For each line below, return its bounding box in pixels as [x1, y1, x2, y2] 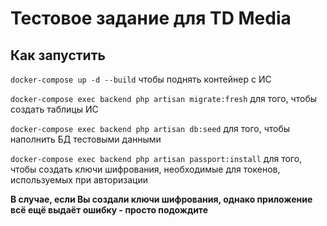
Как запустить [10, 47, 106, 64]
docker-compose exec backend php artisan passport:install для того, [10, 153, 303, 164]
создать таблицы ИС [10, 103, 99, 115]
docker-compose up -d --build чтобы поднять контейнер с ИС [10, 73, 272, 85]
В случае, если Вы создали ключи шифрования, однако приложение [10, 193, 313, 205]
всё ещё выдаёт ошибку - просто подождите [10, 204, 208, 216]
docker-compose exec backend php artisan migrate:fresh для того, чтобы [10, 93, 318, 104]
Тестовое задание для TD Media [10, 7, 292, 30]
